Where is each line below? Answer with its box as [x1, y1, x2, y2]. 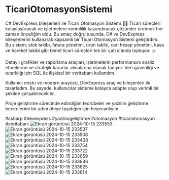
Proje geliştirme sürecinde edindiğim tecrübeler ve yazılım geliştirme [5, 100, 149, 106]
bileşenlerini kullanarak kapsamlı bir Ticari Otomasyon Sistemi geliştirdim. [5, 36, 159, 42]
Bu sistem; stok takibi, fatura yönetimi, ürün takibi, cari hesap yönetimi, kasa [5, 41, 164, 48]
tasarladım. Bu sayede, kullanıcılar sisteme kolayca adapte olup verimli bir [5, 85, 159, 91]
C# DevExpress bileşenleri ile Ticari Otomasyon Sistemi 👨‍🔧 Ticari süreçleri [5, 20, 161, 26]
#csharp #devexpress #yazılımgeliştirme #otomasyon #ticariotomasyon [5, 115, 155, 121]
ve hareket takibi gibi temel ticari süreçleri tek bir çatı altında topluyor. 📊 [5, 47, 156, 54]
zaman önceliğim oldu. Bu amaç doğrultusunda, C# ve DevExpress [5, 31, 145, 37]
